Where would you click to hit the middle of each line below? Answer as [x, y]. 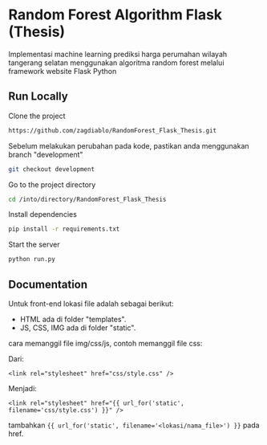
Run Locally [38, 97]
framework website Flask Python [63, 71]
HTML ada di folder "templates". [73, 319]
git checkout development [51, 169]
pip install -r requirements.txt [64, 229]
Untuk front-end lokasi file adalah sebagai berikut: [91, 304]
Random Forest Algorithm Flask [115, 15]
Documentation [48, 284]
